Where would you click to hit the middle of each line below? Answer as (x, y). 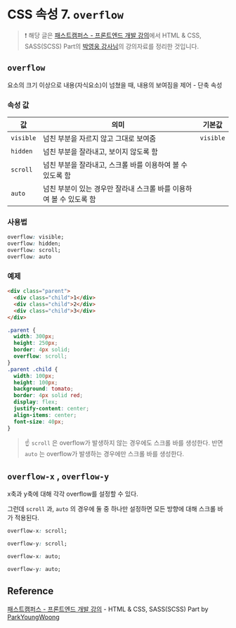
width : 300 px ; (34, 337)
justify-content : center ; (52, 409)
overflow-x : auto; (34, 557)
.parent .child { (33, 369)
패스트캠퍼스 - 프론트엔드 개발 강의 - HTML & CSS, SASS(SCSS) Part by (108, 609)
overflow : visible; (36, 237)
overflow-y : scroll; (38, 544)
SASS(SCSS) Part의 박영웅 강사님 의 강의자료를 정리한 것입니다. (111, 46)
